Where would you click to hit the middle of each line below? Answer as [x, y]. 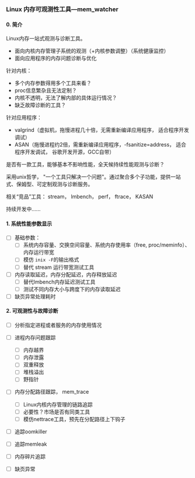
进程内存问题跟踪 [35, 337]
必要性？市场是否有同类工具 [57, 412]
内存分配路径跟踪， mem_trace [52, 392]
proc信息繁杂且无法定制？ [46, 91]
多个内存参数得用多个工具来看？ [53, 83]
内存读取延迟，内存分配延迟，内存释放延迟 [66, 274]
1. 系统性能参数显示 [29, 223]
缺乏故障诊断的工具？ [40, 105]
